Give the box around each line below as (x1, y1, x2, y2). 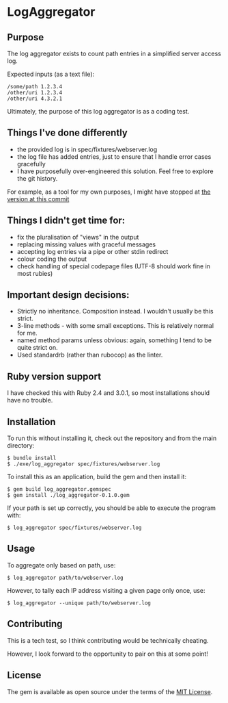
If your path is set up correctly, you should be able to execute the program (7, 504, 216, 512)
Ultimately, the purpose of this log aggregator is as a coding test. (7, 107, 190, 115)
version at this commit (7, 194, 70, 203)
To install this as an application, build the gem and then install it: (7, 473, 186, 481)
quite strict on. (16, 344, 58, 352)
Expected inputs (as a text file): (7, 70, 95, 78)
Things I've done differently (7, 127, 128, 139)
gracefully (16, 159, 46, 168)
